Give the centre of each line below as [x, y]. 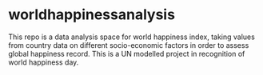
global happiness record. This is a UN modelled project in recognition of [127, 53]
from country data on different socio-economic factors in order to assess [129, 45]
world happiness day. [44, 62]
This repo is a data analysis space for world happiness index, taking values [132, 37]
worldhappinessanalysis [92, 15]
